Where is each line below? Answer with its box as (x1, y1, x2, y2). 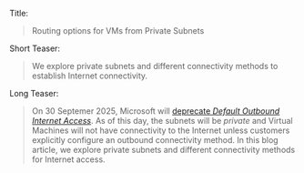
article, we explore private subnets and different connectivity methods (31, 145, 296, 155)
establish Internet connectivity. (31, 70, 148, 81)
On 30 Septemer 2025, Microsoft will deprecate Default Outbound (31, 106, 280, 117)
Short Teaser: (9, 43, 61, 54)
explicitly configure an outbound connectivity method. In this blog (31, 135, 279, 145)
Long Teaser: (9, 88, 59, 98)
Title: (9, 8, 29, 18)
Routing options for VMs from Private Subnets (31, 25, 205, 36)
